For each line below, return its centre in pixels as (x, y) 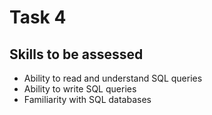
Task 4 (38, 17)
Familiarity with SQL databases (87, 99)
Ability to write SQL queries (80, 89)
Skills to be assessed (76, 54)
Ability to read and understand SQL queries (113, 78)
